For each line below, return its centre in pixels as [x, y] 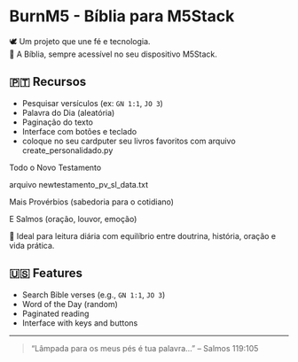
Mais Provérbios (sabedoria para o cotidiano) [92, 202]
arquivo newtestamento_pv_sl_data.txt [79, 184]
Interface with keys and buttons [80, 323]
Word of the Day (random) [70, 304]
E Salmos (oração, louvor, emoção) [73, 219]
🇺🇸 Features [46, 273]
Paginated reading [55, 313]
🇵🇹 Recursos [48, 82]
